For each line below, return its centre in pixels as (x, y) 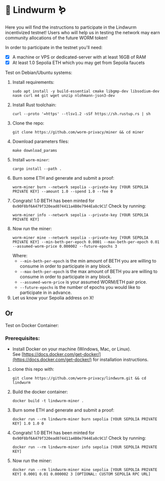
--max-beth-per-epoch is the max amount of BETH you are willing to (89, 272)
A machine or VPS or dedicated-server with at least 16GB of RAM (79, 57)
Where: (20, 256)
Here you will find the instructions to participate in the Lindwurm (71, 27)
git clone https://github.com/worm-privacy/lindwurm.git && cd (79, 378)
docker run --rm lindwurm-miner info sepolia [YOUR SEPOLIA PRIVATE (85, 447)
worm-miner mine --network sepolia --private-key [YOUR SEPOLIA (80, 238)
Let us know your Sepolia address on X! (53, 298)
